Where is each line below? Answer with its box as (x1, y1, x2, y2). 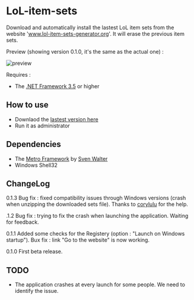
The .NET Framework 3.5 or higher (14, 82, 100, 90)
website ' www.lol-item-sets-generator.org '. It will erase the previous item (6, 30, 185, 37)
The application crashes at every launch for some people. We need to (14, 281, 186, 288)
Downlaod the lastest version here (14, 115, 99, 123)
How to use (6, 100, 49, 110)
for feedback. (6, 218, 40, 226)
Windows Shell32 (14, 161, 58, 168)
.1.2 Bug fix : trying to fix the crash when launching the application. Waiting (6, 212, 189, 220)
